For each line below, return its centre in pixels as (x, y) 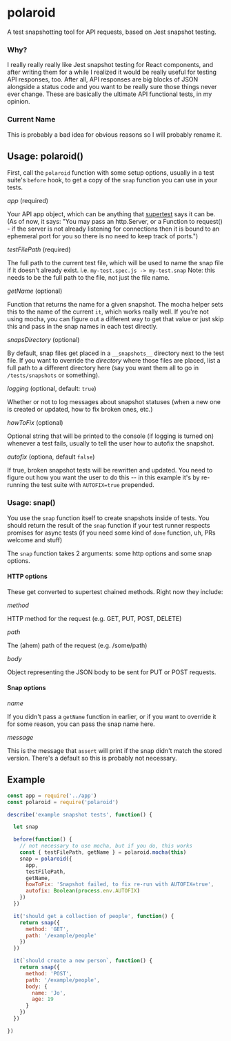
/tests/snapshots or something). (53, 375)
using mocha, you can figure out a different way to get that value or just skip (115, 319)
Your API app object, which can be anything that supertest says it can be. (111, 214)
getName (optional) (35, 291)
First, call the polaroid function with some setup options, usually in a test (111, 173)
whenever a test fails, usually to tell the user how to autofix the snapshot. (111, 443)
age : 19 (43, 1000)
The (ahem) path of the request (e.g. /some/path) (77, 645)
